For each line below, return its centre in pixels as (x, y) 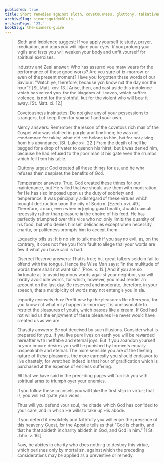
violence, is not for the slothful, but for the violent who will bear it (82, 98)
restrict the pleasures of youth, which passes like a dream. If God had (87, 310)
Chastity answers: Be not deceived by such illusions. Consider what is (87, 330)
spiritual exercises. (36, 57)
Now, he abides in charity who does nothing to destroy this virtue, (83, 445)
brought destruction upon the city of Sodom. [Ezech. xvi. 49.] (79, 204)
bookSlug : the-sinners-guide (35, 28)
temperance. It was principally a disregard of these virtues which (82, 198)
